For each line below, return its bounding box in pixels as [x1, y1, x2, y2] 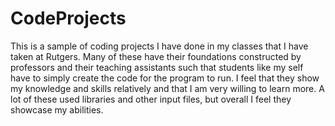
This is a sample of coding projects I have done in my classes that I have [10, 40, 309, 52]
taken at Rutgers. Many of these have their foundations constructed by [10, 50, 302, 62]
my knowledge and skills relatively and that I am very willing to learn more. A [10, 82, 325, 94]
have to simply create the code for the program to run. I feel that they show [10, 72, 320, 84]
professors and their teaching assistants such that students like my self [10, 61, 304, 73]
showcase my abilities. [10, 103, 104, 116]
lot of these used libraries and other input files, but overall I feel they [10, 93, 292, 105]
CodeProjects [10, 7, 127, 30]
